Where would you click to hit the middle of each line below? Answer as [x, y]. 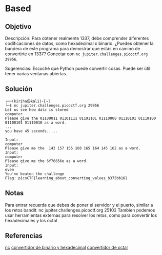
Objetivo [18, 27]
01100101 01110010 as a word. [36, 123]
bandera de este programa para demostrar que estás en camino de [73, 49]
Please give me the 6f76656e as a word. [47, 161]
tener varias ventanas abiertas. [36, 74]
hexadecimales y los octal [31, 220]
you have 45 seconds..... [31, 131]
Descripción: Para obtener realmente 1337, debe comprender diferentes [77, 38]
